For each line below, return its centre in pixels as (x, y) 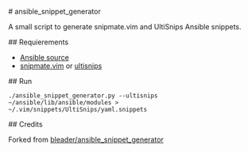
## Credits (25, 124)
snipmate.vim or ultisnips (61, 66)
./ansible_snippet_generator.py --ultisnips (83, 96)
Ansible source (44, 57)
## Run (20, 81)
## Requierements (39, 42)
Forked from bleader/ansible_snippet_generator (86, 139)
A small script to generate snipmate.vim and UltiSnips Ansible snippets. (125, 27)
